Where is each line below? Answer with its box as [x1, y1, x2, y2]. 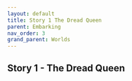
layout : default [7, 10, 55, 17]
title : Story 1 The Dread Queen [7, 17, 102, 24]
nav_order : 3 [7, 29, 46, 37]
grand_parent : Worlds [7, 36, 71, 43]
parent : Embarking [7, 23, 61, 30]
